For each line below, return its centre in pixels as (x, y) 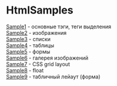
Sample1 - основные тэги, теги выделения (59, 27)
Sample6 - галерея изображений (47, 58)
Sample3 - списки (29, 39)
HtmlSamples (40, 10)
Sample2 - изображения (36, 32)
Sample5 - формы (28, 51)
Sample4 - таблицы (30, 45)
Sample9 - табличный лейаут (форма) (54, 77)
